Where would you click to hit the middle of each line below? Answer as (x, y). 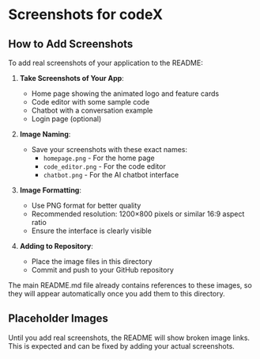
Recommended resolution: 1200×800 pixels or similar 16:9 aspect (138, 214)
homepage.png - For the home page (99, 158)
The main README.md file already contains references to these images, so (130, 285)
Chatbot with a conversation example (92, 110)
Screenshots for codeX (86, 15)
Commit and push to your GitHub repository (102, 270)
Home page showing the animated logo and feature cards (125, 94)
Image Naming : (45, 134)
